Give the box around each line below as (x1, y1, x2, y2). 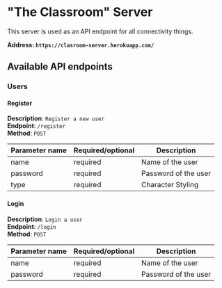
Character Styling (141, 180, 199, 190)
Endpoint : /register (7, 122, 66, 130)
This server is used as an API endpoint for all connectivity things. (7, 27, 193, 35)
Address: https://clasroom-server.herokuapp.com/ (7, 40, 154, 49)
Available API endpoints (7, 61, 113, 73)
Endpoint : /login (7, 222, 57, 230)
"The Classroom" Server (7, 4, 153, 20)
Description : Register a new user (7, 114, 105, 122)
